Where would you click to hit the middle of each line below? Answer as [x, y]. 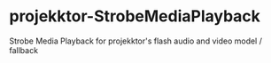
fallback [23, 50]
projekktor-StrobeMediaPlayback [135, 16]
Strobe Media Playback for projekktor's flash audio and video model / [136, 41]
